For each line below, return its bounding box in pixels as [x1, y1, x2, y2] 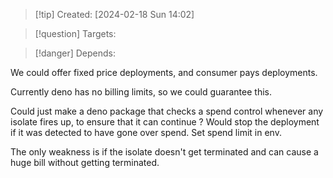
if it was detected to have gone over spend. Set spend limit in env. [10, 127, 282, 138]
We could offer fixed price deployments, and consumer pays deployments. [10, 67, 318, 78]
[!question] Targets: [34, 28, 117, 39]
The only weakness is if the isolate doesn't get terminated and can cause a [10, 146, 319, 158]
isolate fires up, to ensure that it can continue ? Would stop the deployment [10, 116, 320, 128]
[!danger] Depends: [34, 47, 116, 59]
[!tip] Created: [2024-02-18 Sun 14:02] [34, 9, 195, 20]
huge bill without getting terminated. [10, 157, 160, 168]
